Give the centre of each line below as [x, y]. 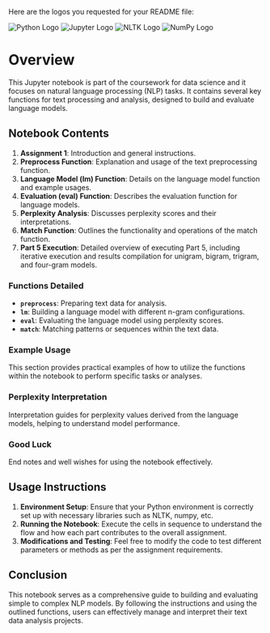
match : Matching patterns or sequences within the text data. [119, 329]
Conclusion [38, 575]
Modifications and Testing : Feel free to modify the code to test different [141, 541]
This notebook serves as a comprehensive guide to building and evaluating [133, 594]
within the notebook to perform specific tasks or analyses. [105, 376]
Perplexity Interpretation [58, 397]
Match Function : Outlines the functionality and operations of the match [139, 230]
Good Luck [30, 444]
